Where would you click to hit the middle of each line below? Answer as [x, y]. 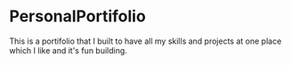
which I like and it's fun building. [68, 50]
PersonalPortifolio [78, 16]
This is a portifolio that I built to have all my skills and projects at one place [145, 41]
